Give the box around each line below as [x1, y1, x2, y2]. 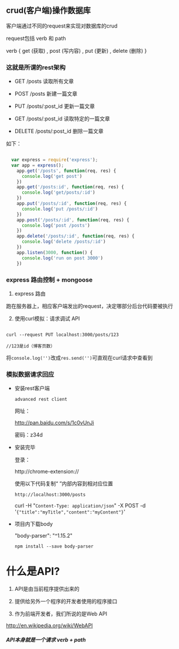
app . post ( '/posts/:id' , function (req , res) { [16, 217, 130, 223]
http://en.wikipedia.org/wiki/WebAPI [6, 622, 93, 629]
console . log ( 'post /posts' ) [21, 222, 91, 228]
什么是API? [6, 565, 60, 578]
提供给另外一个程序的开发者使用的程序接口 [14, 598, 118, 605]
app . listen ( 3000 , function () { [16, 249, 93, 255]
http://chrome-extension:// [14, 468, 79, 475]
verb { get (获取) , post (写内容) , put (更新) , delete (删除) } [6, 47, 147, 54]
